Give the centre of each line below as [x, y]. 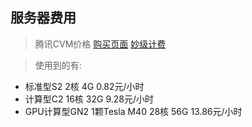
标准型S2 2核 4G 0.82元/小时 [84, 86]
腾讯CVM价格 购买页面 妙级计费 [100, 44]
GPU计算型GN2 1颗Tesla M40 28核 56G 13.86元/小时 [133, 111]
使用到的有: [58, 65]
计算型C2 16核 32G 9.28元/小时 [89, 99]
